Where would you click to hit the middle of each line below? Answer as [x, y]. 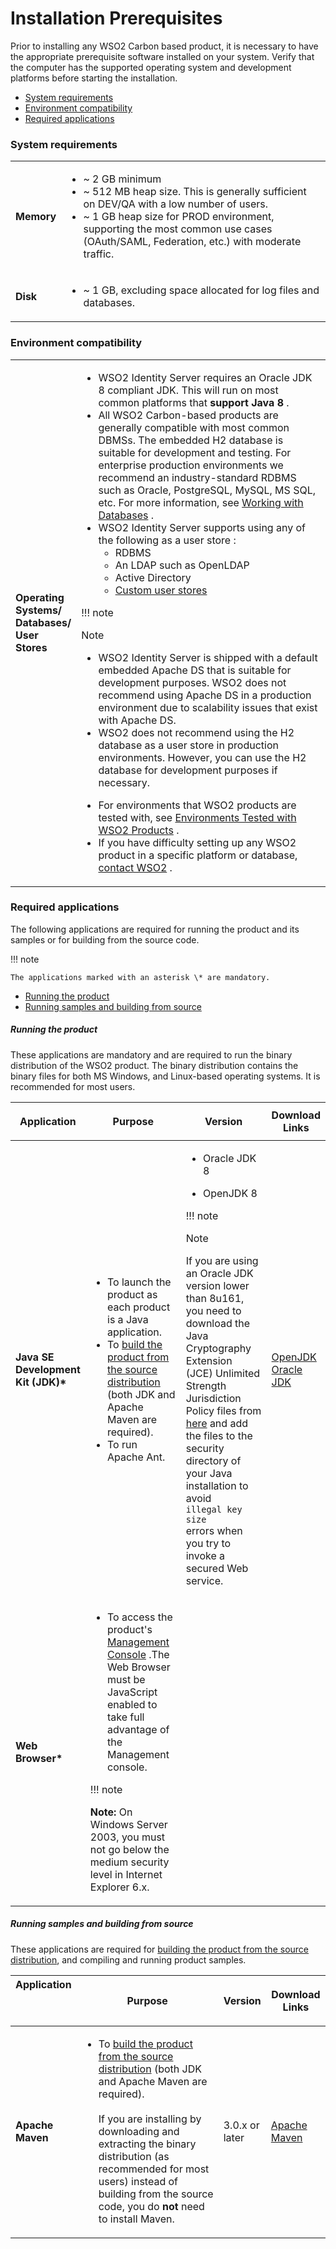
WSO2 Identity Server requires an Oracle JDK [205, 377]
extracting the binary [147, 2144]
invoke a [205, 1555]
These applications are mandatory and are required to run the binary [151, 1054]
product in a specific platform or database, [198, 855]
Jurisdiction [213, 1398]
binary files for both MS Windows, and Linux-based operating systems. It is [165, 1076]
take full [126, 1717]
